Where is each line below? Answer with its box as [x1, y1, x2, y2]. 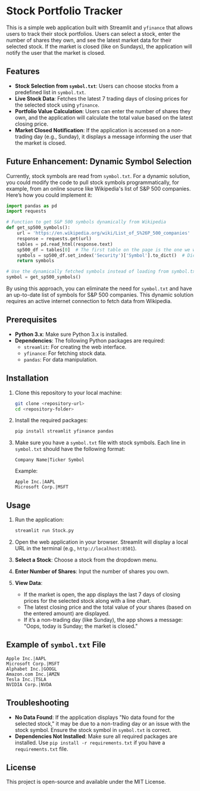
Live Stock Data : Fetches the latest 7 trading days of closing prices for [14, 95, 188, 102]
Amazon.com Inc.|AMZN [6, 671, 60, 677]
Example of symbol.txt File [6, 640, 106, 650]
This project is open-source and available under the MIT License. [6, 778, 166, 786]
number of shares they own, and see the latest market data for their [6, 36, 172, 43]
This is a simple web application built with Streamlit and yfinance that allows [6, 24, 193, 31]
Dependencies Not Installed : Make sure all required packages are [14, 733, 177, 740]
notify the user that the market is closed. [6, 49, 106, 56]
